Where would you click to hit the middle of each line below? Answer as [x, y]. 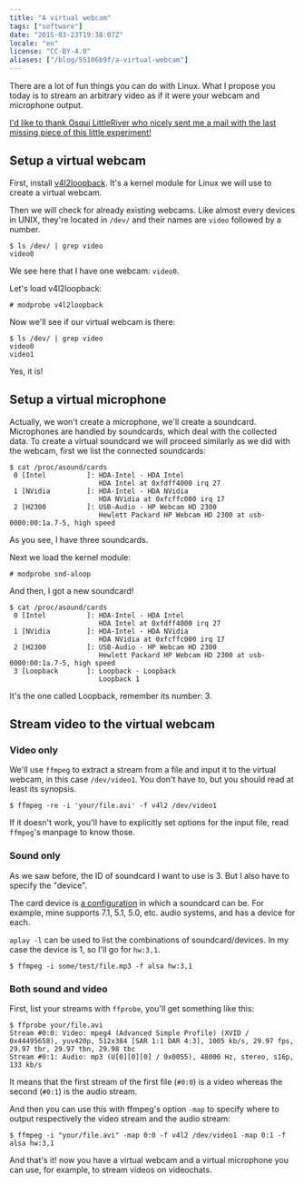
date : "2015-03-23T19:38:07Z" [67, 35]
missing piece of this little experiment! [80, 132]
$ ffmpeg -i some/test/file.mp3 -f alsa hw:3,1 [101, 966]
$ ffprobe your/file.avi [56, 1025]
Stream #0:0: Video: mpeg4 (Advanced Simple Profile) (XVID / [129, 1033]
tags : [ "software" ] [46, 26]
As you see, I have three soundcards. [79, 539]
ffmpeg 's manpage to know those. [73, 833]
